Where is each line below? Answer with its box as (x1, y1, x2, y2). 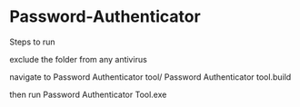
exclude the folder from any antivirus (9, 53, 147, 64)
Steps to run (9, 36, 56, 47)
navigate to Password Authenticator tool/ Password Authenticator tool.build (9, 71, 292, 83)
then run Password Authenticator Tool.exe (9, 89, 167, 100)
